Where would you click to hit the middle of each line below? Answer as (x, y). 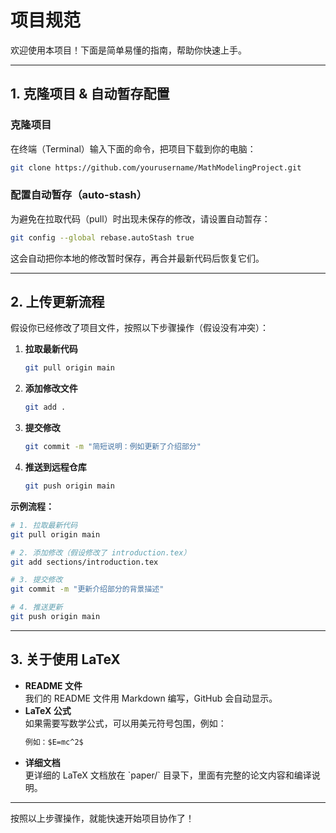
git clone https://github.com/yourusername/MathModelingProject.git (156, 167)
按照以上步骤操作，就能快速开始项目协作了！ (102, 818)
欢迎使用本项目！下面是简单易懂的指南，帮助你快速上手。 (128, 50)
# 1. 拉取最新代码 (44, 525)
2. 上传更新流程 (57, 302)
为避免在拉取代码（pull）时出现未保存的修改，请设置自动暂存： (140, 218)
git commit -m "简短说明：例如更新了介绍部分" (113, 447)
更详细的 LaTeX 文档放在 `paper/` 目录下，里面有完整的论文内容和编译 (168, 775)
